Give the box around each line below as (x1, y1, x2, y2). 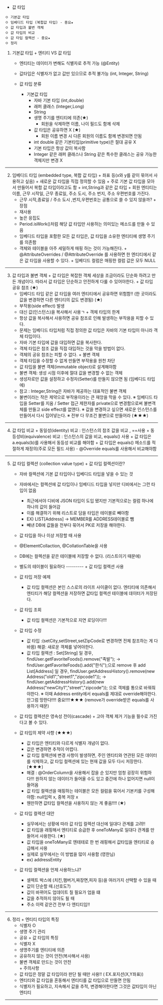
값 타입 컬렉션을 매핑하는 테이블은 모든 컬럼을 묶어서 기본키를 (26, 788, 142, 794)
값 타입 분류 (19, 81, 42, 87)
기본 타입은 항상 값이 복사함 (33, 145, 86, 151)
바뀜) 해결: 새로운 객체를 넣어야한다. (26, 644, 95, 649)
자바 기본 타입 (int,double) (33, 97, 84, 103)
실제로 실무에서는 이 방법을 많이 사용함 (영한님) (26, 852, 115, 857)
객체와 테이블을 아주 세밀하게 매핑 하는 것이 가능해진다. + (19, 246, 127, 251)
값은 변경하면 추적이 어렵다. (26, 746, 79, 752)
